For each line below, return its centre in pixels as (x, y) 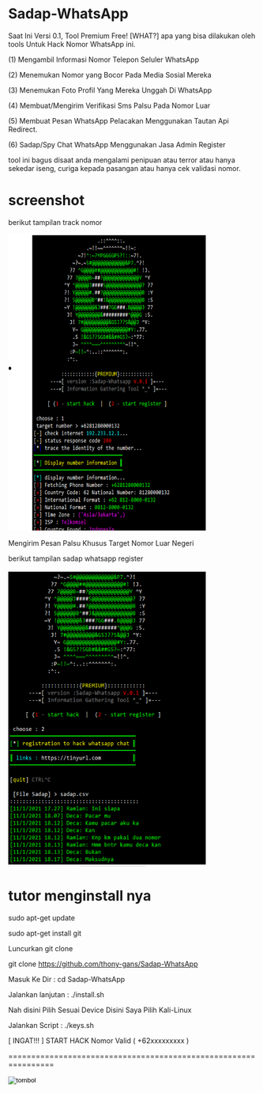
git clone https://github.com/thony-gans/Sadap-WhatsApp (103, 964)
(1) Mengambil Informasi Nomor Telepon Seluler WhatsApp (104, 59)
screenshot (47, 201)
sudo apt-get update (41, 918)
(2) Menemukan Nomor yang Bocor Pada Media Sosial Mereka (110, 74)
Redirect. (23, 129)
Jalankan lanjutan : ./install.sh (56, 994)
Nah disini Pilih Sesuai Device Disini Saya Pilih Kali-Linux (100, 1010)
